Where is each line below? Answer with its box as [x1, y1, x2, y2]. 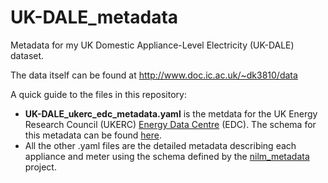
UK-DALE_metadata [10, 6, 179, 29]
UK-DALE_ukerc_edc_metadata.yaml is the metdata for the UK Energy [24, 107, 318, 120]
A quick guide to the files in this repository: [10, 88, 187, 100]
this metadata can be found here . [24, 129, 162, 141]
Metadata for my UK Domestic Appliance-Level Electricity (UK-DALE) [10, 39, 295, 51]
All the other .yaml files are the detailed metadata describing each [24, 139, 297, 151]
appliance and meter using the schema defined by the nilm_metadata [24, 150, 310, 162]
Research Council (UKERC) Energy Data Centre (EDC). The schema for [24, 118, 317, 130]
